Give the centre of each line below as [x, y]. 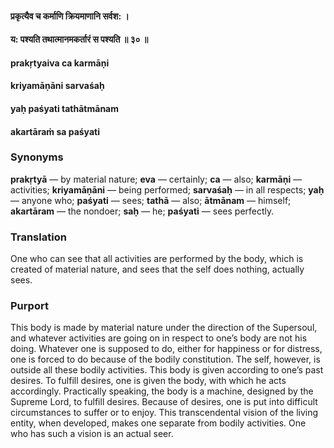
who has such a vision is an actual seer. [92, 434]
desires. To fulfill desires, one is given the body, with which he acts [148, 381]
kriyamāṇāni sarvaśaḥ [57, 86]
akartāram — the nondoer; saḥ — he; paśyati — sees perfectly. [142, 211]
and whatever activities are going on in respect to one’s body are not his [159, 338]
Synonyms [37, 157]
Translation [38, 237]
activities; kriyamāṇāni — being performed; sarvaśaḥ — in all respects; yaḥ [167, 189]
